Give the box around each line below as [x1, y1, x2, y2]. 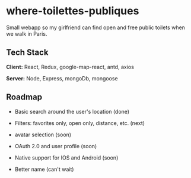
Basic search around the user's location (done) [14, 108, 129, 115]
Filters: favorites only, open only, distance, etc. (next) [14, 119, 145, 126]
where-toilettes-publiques [6, 4, 139, 18]
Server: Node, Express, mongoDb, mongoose [6, 74, 118, 82]
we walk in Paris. [6, 30, 47, 37]
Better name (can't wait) [14, 165, 74, 173]
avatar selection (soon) [14, 131, 72, 138]
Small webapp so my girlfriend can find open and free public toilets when [6, 24, 186, 31]
